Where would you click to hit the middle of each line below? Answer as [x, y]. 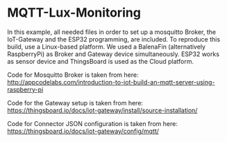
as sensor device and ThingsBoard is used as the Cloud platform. [101, 61]
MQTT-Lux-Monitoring [74, 13]
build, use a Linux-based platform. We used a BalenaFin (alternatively [107, 46]
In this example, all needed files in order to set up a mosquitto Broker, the [112, 32]
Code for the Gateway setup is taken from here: [75, 103]
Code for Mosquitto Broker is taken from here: [73, 75]
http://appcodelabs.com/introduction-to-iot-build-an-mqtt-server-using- [111, 82]
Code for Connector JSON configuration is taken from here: [93, 123]
